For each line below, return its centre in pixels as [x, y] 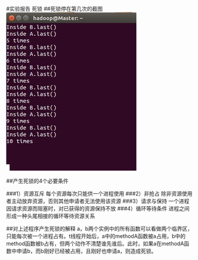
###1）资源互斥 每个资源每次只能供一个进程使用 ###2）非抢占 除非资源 [94, 194]
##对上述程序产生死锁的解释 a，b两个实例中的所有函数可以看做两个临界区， [100, 229]
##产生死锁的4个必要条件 [37, 181]
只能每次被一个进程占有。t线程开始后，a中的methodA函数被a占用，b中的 [96, 236]
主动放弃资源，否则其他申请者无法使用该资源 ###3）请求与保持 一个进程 [100, 201]
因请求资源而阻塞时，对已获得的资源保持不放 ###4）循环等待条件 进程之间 [98, 208]
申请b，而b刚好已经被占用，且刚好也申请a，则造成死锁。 [86, 251]
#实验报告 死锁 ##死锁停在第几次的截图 [55, 9]
